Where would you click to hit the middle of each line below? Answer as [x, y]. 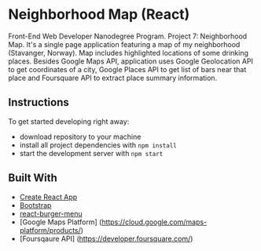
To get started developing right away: [69, 121]
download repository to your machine [80, 136]
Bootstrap [35, 205]
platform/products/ [50, 230]
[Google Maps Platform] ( [61, 222]
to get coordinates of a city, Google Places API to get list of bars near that [127, 69]
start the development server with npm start [91, 153]
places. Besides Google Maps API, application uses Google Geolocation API [131, 61]
